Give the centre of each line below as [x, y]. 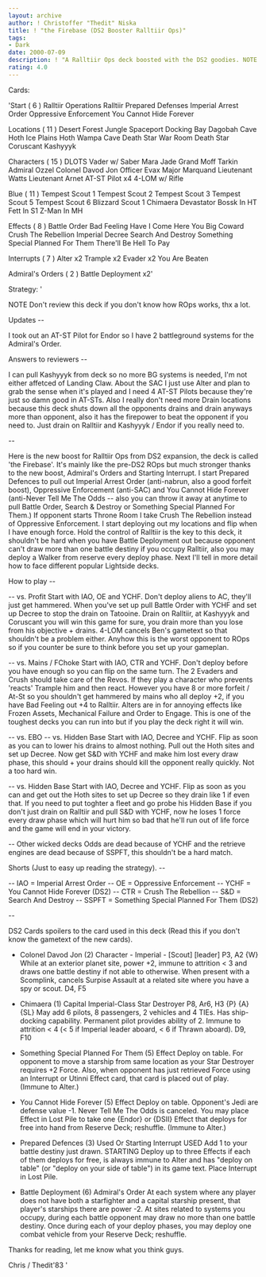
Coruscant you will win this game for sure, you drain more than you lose [126, 621]
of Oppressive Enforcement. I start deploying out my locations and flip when [133, 523]
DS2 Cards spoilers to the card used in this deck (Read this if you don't [124, 931]
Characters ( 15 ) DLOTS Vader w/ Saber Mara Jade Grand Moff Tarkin [123, 161]
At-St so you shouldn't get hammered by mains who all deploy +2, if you [126, 696]
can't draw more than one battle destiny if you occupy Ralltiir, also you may [131, 548]
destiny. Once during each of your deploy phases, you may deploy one [135, 1225]
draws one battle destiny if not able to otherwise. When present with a [135, 971]
